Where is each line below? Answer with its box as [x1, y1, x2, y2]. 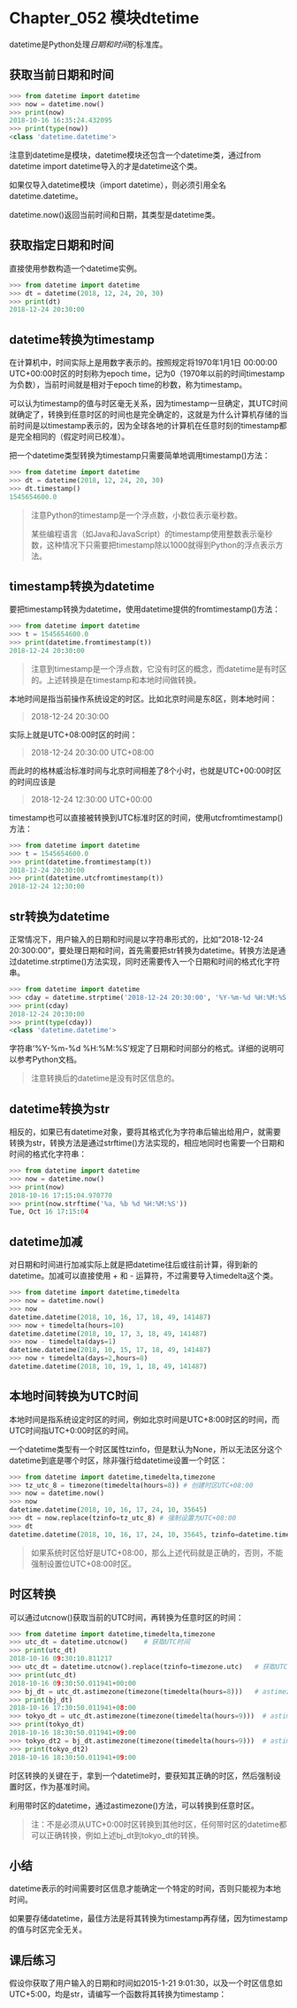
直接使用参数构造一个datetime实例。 [9, 263, 142, 273]
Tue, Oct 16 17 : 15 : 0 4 [9, 1207, 89, 1217]
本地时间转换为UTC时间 [9, 1389, 139, 1404]
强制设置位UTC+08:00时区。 [30, 1558, 137, 1569]
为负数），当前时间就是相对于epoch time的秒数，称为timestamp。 [9, 380, 247, 390]
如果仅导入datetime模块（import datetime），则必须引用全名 [9, 180, 227, 190]
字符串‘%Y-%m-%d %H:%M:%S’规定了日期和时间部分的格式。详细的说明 [9, 1043, 277, 1054]
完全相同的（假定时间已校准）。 [16, 431, 130, 442]
